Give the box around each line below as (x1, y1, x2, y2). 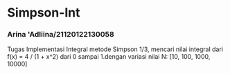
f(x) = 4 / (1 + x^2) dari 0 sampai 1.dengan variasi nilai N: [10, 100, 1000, (7, 53, 211, 61)
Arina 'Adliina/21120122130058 (7, 30, 114, 39)
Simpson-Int (7, 5, 81, 21)
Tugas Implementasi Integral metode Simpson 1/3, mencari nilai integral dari (7, 45, 224, 53)
